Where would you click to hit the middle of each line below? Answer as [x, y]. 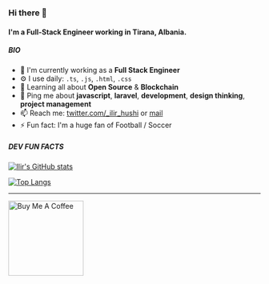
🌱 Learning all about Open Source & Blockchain [99, 87]
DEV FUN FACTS [36, 146]
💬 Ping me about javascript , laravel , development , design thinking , [132, 96]
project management [56, 104]
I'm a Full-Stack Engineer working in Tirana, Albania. [97, 32]
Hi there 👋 [28, 13]
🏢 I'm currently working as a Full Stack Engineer [100, 70]
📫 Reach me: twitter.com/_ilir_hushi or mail [91, 113]
